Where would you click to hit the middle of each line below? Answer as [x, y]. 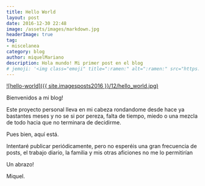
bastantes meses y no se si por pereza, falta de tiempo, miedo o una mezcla [102, 116]
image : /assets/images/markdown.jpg [53, 29]
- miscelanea [23, 46]
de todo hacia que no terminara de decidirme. [64, 123]
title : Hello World [31, 12]
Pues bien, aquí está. [33, 134]
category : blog [26, 52]
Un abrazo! [20, 165]
